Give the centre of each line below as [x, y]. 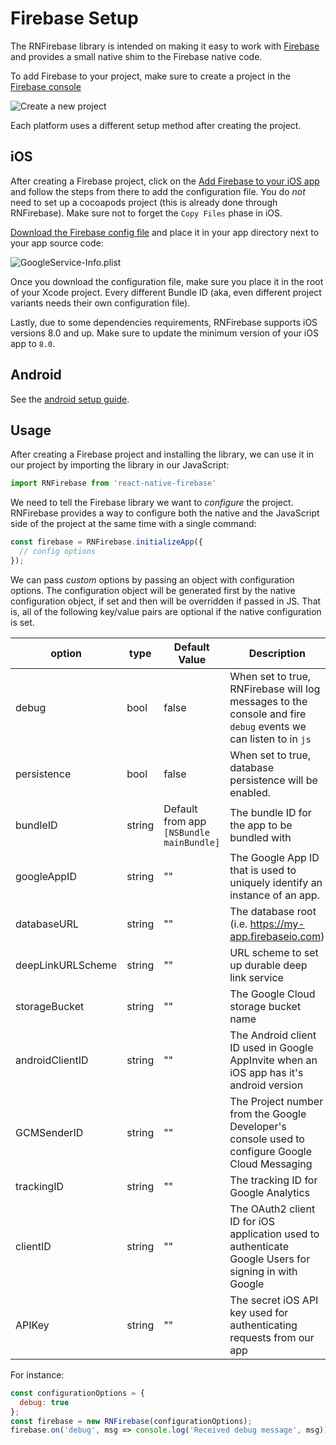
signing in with [263, 1271]
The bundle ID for [270, 812]
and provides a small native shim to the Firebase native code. [136, 56]
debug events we [268, 726]
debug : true [44, 1402]
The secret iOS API [274, 1300]
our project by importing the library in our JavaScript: [120, 465]
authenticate [259, 1246]
